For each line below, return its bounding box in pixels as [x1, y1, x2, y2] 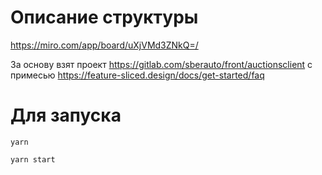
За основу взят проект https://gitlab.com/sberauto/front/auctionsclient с [10, 58, 313, 70]
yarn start [10, 154, 56, 165]
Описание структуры [10, 6, 199, 29]
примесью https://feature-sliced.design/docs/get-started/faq [10, 69, 265, 81]
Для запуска [10, 104, 122, 127]
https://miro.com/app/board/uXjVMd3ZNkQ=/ [10, 39, 199, 51]
